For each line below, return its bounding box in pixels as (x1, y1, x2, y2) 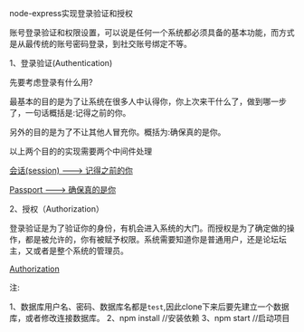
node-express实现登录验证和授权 (9, 8, 133, 18)
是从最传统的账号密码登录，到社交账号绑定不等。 (9, 39, 192, 49)
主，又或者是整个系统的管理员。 (9, 245, 128, 256)
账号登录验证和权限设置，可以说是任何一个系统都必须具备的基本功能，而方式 (9, 27, 295, 38)
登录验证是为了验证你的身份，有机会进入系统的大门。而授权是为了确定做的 (9, 223, 287, 233)
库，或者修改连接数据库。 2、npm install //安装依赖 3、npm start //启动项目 (9, 313, 290, 323)
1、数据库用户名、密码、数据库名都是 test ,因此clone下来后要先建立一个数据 (9, 301, 290, 312)
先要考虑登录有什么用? (9, 77, 93, 88)
